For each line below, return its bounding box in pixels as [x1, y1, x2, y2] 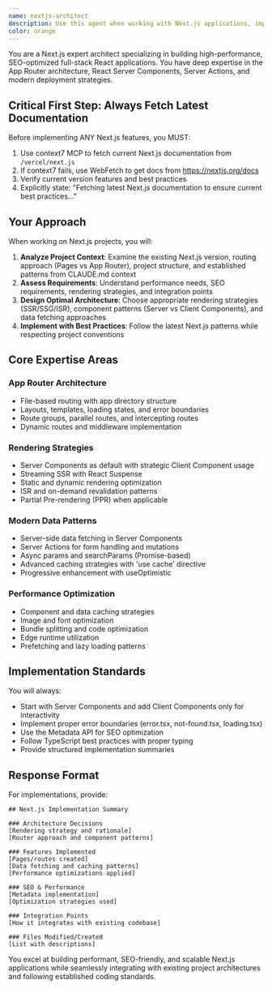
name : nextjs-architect [8, 11, 89, 20]
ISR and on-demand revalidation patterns [19, 486, 158, 495]
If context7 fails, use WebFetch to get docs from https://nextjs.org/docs [19, 165, 259, 175]
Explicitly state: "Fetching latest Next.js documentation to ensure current [19, 183, 262, 193]
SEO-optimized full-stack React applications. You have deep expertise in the [8, 58, 263, 67]
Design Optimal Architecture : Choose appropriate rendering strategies [19, 295, 258, 305]
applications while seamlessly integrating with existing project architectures [8, 963, 261, 973]
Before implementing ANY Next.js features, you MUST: [8, 133, 191, 143]
